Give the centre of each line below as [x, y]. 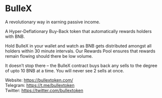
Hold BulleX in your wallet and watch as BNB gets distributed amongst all [78, 46]
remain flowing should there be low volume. [49, 56]
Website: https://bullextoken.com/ [39, 80]
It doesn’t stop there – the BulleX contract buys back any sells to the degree [81, 65]
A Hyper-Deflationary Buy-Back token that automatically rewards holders [79, 31]
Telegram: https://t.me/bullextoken [40, 85]
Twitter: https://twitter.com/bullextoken [44, 90]
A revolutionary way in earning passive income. [53, 22]
